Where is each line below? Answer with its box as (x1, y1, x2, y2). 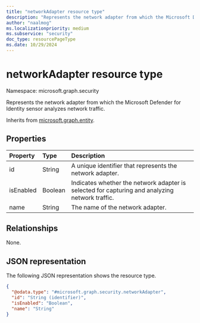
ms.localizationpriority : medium (6, 25, 89, 32)
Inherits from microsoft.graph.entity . (6, 117, 95, 124)
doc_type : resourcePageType (6, 36, 76, 42)
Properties (6, 134, 46, 144)
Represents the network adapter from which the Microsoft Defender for (6, 99, 182, 106)
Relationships (6, 224, 58, 234)
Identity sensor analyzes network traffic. (6, 105, 105, 112)
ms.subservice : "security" (6, 31, 73, 37)
